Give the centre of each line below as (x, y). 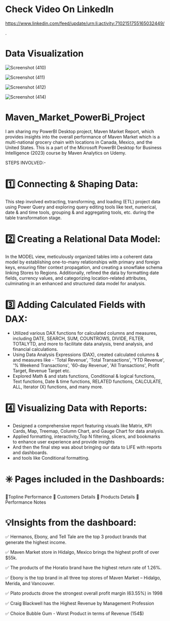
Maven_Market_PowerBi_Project (75, 118)
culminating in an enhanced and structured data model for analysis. (75, 283)
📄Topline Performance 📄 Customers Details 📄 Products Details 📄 (72, 497)
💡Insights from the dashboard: (71, 522)
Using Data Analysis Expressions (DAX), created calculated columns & (86, 354)
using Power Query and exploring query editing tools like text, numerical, (81, 207)
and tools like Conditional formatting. (51, 458)
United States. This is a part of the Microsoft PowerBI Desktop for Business (83, 147)
